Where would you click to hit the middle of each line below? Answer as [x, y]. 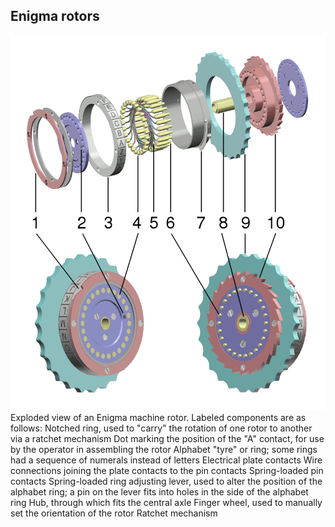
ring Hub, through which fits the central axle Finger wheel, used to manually [166, 502]
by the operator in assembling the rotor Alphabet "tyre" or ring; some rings [164, 449]
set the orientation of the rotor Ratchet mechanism [114, 513]
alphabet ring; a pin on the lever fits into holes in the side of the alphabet [159, 491]
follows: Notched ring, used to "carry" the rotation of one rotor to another [161, 428]
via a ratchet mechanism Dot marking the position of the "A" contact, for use [167, 438]
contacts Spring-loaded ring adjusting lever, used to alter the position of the [166, 481]
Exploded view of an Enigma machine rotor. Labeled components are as [158, 417]
